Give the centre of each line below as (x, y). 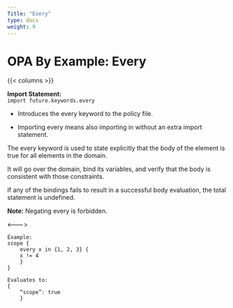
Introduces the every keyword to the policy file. (85, 114)
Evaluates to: (28, 280)
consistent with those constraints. (56, 177)
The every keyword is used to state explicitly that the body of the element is (116, 148)
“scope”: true (40, 293)
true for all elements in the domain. (57, 156)
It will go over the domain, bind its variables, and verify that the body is (109, 169)
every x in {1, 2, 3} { (54, 250)
